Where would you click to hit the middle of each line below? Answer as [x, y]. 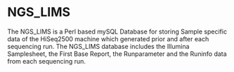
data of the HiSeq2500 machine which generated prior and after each [108, 38]
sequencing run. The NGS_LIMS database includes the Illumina [98, 46]
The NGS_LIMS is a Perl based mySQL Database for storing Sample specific [117, 31]
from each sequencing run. [47, 61]
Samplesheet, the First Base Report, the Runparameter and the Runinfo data [117, 54]
